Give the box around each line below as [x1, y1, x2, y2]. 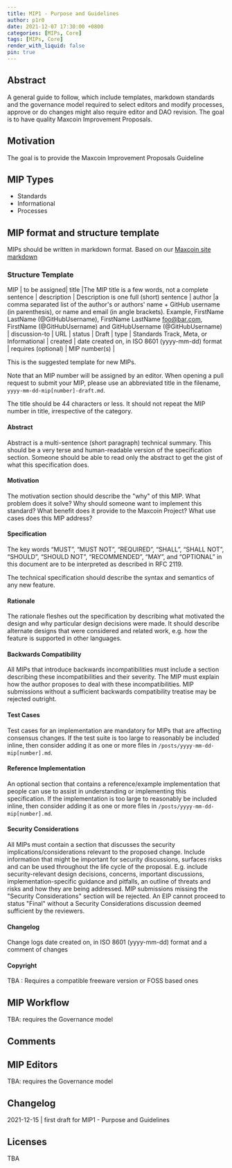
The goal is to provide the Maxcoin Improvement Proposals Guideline [7, 153, 204, 162]
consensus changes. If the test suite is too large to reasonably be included [7, 733, 220, 742]
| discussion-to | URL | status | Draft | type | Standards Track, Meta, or [7, 330, 208, 338]
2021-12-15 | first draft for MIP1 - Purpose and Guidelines [7, 1116, 170, 1124]
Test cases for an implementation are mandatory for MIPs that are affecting [7, 726, 222, 735]
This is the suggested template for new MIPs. [7, 358, 136, 366]
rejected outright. [7, 695, 57, 703]
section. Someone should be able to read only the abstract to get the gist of [7, 453, 223, 461]
